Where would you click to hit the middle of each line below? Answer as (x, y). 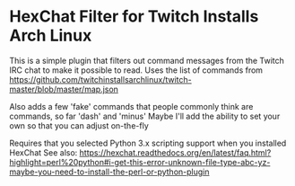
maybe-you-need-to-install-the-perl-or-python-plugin (109, 172)
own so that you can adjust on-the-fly (79, 125)
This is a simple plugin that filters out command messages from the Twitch (147, 60)
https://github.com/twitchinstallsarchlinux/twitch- (101, 79)
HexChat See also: (43, 152)
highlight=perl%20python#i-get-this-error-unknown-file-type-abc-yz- (140, 162)
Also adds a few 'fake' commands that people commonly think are (131, 106)
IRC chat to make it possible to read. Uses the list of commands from (136, 70)
